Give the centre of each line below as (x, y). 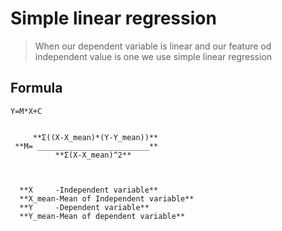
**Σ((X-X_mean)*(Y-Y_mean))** (95, 137)
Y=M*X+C (26, 111)
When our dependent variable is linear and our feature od (153, 46)
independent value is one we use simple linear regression (153, 56)
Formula (36, 88)
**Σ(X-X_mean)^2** (93, 155)
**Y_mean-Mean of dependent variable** (102, 216)
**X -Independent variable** (89, 190)
